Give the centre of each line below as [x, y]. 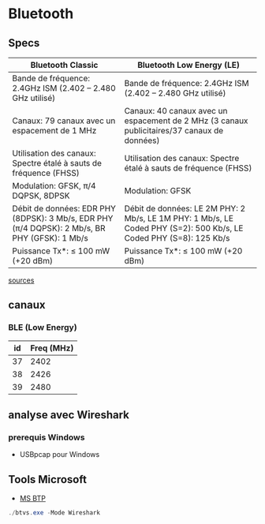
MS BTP [32, 499]
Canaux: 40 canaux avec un [176, 111]
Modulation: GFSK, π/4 [54, 186]
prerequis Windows [47, 437]
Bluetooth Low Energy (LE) [189, 65]
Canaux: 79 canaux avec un [64, 121]
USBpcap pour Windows [60, 455]
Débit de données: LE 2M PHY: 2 [185, 208]
